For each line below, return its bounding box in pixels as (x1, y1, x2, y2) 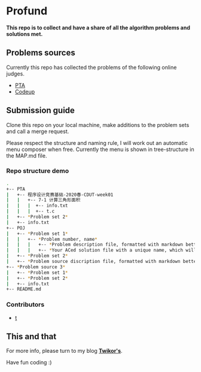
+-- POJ (6, 225, 26, 231)
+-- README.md (6, 286, 42, 292)
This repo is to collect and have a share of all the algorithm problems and (6, 24, 190, 31)
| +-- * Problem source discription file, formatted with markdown (6, 259, 181, 265)
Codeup (14, 88, 35, 95)
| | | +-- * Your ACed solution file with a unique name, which (6, 247, 184, 253)
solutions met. (6, 30, 43, 37)
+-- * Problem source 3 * (6, 264, 66, 270)
